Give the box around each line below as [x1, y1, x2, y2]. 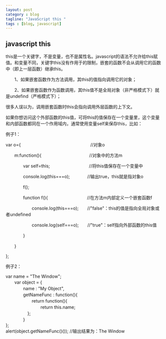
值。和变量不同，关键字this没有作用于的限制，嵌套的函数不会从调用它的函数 [5, 60, 161, 66]
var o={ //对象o [5, 142, 105, 148]
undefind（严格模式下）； [9, 93, 61, 100]
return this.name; [40, 304, 76, 310]
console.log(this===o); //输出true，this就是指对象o [22, 174, 144, 180]
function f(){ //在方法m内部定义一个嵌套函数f [22, 195, 153, 201]
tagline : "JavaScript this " [5, 16, 66, 21]
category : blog [5, 12, 39, 17]
